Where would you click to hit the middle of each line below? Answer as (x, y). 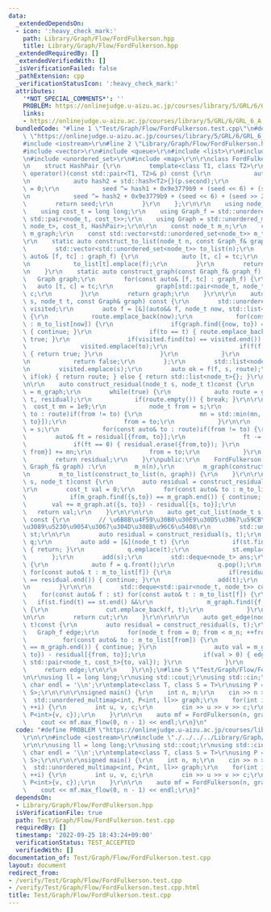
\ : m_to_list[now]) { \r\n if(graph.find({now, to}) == (146, 324)
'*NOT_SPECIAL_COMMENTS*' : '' (74, 99)
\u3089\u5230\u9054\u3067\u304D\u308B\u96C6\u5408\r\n (117, 527)
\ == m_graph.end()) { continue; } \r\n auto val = (137, 648)
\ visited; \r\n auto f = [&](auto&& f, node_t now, (124, 309)
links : (34, 114)
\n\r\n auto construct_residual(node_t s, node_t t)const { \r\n (138, 384)
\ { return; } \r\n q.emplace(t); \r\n (106, 550)
